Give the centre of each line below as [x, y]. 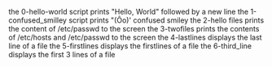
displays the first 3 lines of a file [62, 54]
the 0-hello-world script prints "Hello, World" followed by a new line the [129, 12]
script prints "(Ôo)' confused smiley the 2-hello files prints [167, 20]
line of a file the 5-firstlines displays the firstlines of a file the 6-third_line [130, 46]
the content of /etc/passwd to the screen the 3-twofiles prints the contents [134, 29]
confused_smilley [38, 20]
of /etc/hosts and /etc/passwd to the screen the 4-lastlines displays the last [135, 37]
